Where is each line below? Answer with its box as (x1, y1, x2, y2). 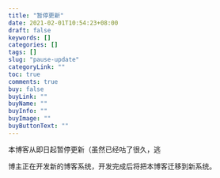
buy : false (8, 85, 44, 93)
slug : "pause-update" (8, 56, 80, 64)
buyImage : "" (8, 115, 51, 123)
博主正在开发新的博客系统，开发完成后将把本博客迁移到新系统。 (8, 161, 216, 171)
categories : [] (8, 41, 59, 49)
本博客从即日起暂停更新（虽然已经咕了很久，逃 (8, 144, 161, 154)
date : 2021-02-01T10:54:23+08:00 (8, 19, 119, 27)
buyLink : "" (8, 93, 47, 100)
